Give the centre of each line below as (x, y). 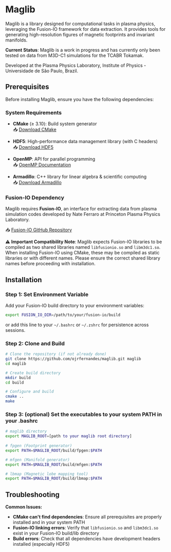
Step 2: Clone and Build (35, 343)
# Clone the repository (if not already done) (56, 354)
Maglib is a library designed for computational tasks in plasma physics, (80, 24)
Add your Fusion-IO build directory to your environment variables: (75, 306)
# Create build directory (33, 373)
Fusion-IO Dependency (35, 198)
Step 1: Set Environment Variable (47, 294)
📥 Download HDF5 (33, 147)
